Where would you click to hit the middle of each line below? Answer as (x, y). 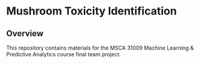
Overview (25, 34)
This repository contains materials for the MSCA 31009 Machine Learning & (100, 48)
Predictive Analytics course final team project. (63, 54)
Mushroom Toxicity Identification (92, 11)
